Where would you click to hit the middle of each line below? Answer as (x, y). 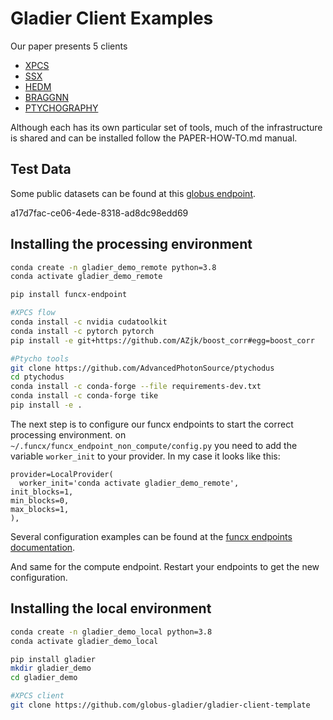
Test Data (41, 169)
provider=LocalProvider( (62, 474)
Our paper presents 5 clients (69, 46)
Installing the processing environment (131, 244)
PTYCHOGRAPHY (61, 108)
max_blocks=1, (40, 509)
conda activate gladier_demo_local (84, 641)
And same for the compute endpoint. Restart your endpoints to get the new (165, 566)
